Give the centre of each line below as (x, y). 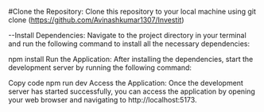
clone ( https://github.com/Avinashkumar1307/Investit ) (96, 20)
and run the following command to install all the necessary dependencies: (129, 44)
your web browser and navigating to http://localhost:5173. (103, 100)
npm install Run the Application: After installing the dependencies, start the (131, 59)
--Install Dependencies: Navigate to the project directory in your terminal (127, 35)
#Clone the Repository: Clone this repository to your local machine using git (132, 12)
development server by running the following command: (100, 68)
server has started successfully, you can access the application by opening (132, 91)
